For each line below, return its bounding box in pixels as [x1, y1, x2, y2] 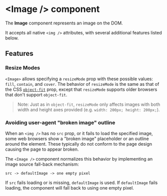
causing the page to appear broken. [5, 146, 79, 152]
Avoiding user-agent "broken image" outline [5, 119, 115, 126]
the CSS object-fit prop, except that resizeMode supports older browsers [5, 86, 157, 92]
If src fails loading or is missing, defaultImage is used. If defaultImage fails [5, 180, 158, 186]
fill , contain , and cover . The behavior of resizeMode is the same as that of [5, 81, 159, 87]
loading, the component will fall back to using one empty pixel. [5, 185, 134, 191]
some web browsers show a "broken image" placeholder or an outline [5, 136, 149, 142]
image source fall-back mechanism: [5, 161, 79, 167]
